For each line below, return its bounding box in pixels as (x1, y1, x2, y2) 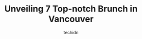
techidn (63, 29, 79, 35)
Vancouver (48, 13, 94, 25)
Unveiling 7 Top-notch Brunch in (4, 3, 138, 14)
